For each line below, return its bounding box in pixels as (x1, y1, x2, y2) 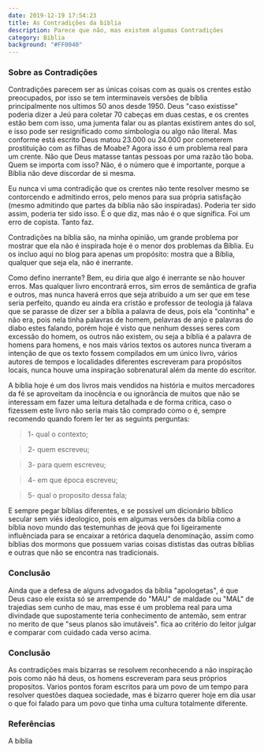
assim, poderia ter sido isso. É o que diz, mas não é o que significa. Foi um (8, 209, 251, 219)
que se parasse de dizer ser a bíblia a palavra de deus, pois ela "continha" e (8, 307, 255, 316)
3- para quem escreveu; (27, 460, 106, 470)
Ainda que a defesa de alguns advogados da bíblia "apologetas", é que (8, 586, 239, 595)
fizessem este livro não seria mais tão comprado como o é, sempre (8, 406, 227, 415)
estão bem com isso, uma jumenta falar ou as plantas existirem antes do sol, (8, 118, 256, 128)
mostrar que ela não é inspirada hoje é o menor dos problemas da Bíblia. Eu (8, 241, 254, 251)
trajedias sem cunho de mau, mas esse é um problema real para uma (8, 602, 232, 612)
